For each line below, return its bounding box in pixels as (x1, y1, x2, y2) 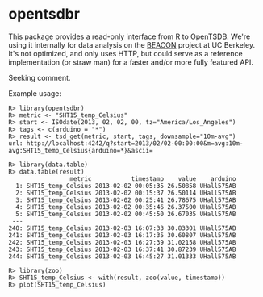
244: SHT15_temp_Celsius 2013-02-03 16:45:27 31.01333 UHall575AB (8, 252, 236, 261)
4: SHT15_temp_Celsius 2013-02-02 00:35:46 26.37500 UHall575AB (15, 203, 236, 211)
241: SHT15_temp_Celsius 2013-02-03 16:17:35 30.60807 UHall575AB (8, 231, 236, 239)
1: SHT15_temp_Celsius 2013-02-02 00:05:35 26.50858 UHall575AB (15, 182, 236, 190)
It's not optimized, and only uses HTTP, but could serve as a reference (8, 48, 244, 58)
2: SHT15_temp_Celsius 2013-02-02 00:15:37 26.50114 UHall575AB (15, 189, 236, 197)
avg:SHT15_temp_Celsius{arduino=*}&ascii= (8, 146, 153, 154)
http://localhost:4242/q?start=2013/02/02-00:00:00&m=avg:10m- (26, 139, 244, 148)
